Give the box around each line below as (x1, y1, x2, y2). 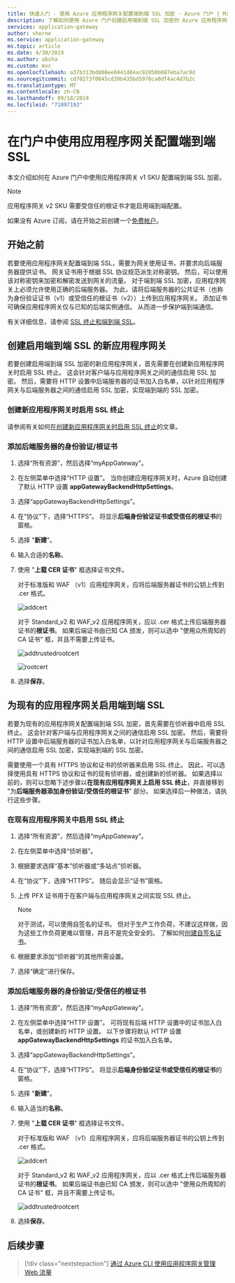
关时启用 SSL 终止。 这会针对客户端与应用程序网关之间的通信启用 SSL (7, 368, 208, 377)
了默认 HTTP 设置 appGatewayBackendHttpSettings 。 (17, 482, 178, 491)
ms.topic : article (7, 43, 61, 50)
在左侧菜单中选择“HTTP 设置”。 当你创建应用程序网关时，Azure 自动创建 (17, 474, 227, 482)
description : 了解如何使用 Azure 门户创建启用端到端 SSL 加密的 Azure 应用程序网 (7, 17, 227, 24)
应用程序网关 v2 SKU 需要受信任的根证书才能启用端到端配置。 (7, 201, 186, 210)
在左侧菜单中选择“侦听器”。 (17, 847, 97, 855)
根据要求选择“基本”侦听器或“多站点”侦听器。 (17, 862, 145, 870)
